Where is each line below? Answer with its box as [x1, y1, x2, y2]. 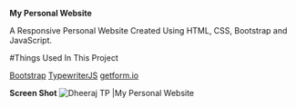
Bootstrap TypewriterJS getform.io [9, 70, 139, 81]
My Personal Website [9, 8, 93, 18]
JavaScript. [9, 35, 53, 45]
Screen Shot [9, 88, 57, 98]
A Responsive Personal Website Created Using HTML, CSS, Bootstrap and [9, 25, 288, 35]
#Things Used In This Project [9, 53, 118, 63]
